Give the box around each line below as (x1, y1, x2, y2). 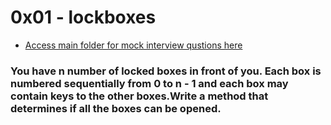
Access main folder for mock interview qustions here (24, 39, 243, 51)
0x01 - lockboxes (10, 6, 157, 29)
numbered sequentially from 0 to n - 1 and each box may (10, 76, 289, 90)
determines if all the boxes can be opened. (10, 101, 222, 115)
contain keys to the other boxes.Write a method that (10, 89, 269, 103)
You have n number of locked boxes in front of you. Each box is (10, 64, 322, 78)
